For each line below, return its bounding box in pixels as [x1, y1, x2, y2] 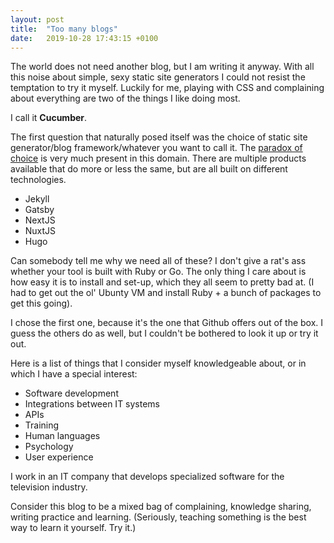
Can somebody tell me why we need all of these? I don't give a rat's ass [10, 255, 307, 267]
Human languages [24, 430, 101, 442]
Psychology [24, 441, 74, 453]
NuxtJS [24, 225, 57, 237]
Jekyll [24, 193, 50, 205]
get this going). [10, 297, 73, 310]
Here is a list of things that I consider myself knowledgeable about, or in [10, 357, 307, 370]
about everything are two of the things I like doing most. [10, 92, 241, 105]
